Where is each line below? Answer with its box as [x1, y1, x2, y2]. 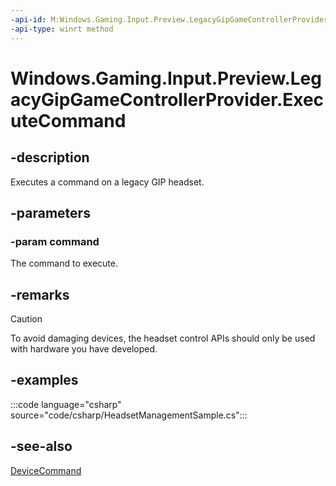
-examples [10, 372, 79, 389]
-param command [10, 234, 100, 248]
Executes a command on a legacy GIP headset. [10, 176, 205, 188]
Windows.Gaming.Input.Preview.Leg [10, 67, 322, 90]
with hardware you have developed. [10, 343, 158, 355]
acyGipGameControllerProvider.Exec [10, 88, 325, 111]
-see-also [10, 438, 73, 455]
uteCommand [10, 109, 127, 132]
